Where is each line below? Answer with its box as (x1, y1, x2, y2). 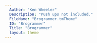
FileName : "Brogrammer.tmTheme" (9, 16, 78, 21)
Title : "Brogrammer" (9, 26, 53, 31)
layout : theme (9, 30, 39, 35)
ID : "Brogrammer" (9, 21, 46, 26)
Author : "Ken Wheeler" (9, 7, 57, 12)
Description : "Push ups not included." (9, 12, 93, 17)
